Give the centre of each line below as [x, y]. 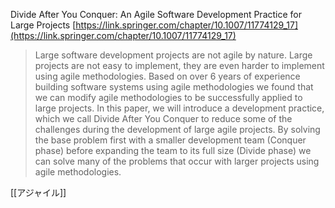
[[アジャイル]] [38, 192]
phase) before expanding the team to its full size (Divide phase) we [173, 150]
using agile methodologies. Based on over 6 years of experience [167, 76]
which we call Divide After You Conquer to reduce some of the [163, 118]
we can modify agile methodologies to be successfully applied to [168, 97]
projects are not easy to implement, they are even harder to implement [179, 65]
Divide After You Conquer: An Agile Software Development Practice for [156, 14]
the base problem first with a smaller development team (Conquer [170, 140]
